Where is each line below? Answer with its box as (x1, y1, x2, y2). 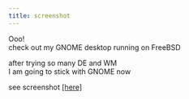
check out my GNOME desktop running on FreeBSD (8, 42, 181, 52)
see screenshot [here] (8, 82, 83, 92)
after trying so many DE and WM (8, 58, 118, 68)
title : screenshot (8, 11, 71, 20)
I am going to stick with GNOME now (8, 66, 131, 76)
